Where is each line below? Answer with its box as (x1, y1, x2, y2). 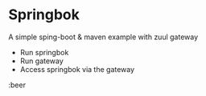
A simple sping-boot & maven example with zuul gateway (8, 32, 199, 42)
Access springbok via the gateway (19, 64, 135, 74)
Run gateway (19, 56, 64, 66)
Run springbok (19, 47, 69, 57)
